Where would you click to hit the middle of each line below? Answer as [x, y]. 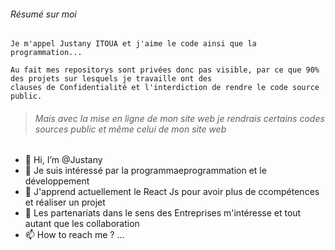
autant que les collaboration [82, 224]
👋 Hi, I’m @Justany [63, 160]
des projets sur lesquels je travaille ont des [111, 79]
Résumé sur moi [43, 14]
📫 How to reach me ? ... [74, 235]
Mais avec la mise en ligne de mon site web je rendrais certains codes [179, 118]
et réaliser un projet [65, 202]
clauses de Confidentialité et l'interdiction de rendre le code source [165, 88]
